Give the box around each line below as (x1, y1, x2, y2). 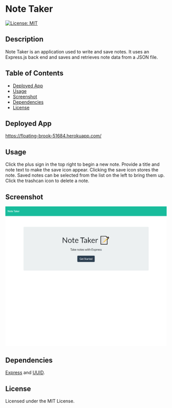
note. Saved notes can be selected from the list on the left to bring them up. (5, 172, 165, 179)
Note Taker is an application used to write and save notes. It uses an (5, 48, 149, 54)
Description (5, 35, 44, 44)
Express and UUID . (5, 370, 45, 376)
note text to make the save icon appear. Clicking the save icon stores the (5, 167, 159, 173)
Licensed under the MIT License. (5, 398, 75, 404)
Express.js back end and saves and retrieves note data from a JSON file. (5, 54, 158, 60)
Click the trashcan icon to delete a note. (5, 178, 90, 184)
